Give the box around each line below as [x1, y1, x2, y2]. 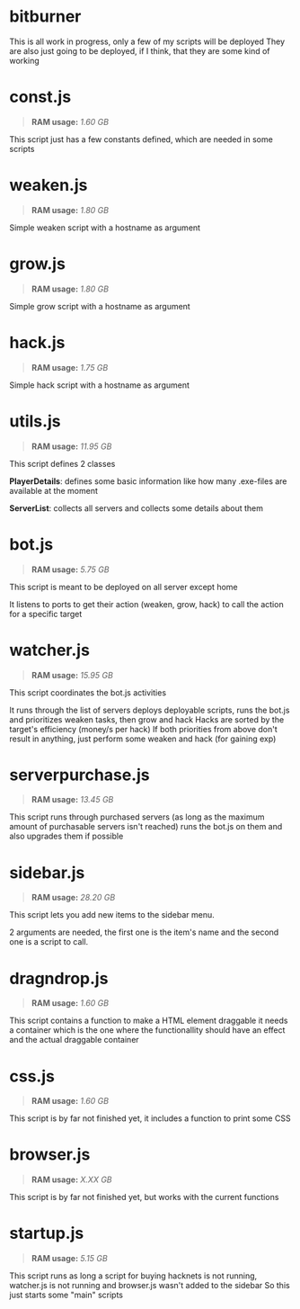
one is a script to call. [9, 937, 89, 947]
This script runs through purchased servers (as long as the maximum [9, 811, 265, 822]
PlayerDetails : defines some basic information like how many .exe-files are [9, 475, 287, 487]
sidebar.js [9, 862, 85, 883]
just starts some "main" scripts [9, 1289, 124, 1301]
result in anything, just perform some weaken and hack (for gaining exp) [9, 733, 277, 744]
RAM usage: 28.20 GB [31, 892, 116, 903]
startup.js [9, 1224, 84, 1243]
